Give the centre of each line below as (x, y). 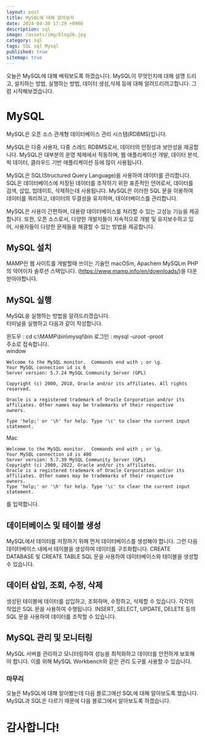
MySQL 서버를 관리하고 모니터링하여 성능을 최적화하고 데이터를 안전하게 (92, 653)
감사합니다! (33, 728)
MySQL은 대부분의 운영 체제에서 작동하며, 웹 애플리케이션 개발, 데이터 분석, (109, 154)
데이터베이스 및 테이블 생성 (54, 525)
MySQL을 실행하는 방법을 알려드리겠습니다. (58, 316)
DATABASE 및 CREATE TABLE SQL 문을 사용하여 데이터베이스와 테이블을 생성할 (102, 557)
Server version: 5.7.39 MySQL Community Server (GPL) (76, 460)
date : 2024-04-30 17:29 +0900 (45, 23)
